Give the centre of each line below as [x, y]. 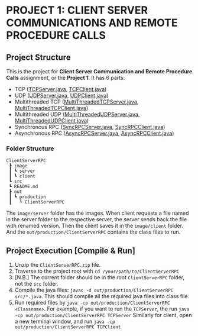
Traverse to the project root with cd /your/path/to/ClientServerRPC [97, 271]
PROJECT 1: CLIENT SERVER [77, 10]
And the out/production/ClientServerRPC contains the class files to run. [93, 232]
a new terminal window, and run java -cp [65, 322]
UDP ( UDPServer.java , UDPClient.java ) [61, 96]
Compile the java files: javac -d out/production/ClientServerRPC [94, 290]
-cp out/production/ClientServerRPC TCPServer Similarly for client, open [103, 315]
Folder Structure [30, 148]
